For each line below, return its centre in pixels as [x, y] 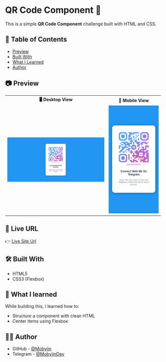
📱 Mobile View [134, 100]
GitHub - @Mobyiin [32, 349]
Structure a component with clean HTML [54, 316]
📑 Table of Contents [36, 39]
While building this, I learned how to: [42, 306]
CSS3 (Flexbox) [28, 279]
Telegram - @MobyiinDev [38, 354]
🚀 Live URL [22, 229]
